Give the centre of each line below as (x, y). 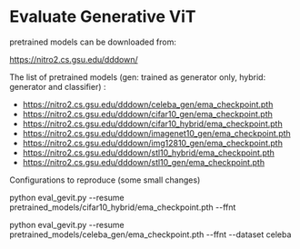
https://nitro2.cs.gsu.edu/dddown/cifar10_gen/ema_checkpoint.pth (147, 114)
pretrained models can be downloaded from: (93, 42)
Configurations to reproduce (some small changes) (105, 180)
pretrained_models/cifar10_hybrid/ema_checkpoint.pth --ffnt (123, 207)
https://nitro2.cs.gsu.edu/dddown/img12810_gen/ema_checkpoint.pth (153, 143)
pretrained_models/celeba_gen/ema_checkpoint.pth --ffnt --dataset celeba (150, 234)
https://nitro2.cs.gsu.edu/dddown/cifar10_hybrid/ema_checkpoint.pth (153, 124)
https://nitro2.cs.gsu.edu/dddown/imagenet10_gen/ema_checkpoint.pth (156, 133)
